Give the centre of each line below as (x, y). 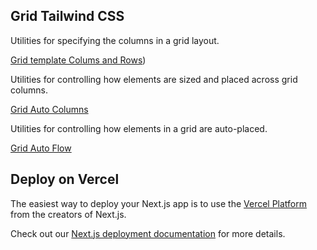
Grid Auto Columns (49, 109)
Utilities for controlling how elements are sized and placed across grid (154, 79)
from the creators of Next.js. (68, 214)
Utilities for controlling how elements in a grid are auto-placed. (139, 128)
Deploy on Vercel (65, 179)
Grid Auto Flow (41, 148)
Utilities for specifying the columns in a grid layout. (115, 40)
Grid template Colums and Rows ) (78, 60)
